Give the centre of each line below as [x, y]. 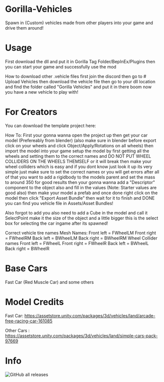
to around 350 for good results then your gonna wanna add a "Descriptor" [80, 182]
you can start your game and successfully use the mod [61, 67]
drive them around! [24, 28]
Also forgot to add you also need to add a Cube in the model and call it [76, 212]
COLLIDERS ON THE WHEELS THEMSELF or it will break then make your [78, 161]
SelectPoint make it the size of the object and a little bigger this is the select [82, 218]
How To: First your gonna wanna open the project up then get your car [76, 135]
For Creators [31, 112]
